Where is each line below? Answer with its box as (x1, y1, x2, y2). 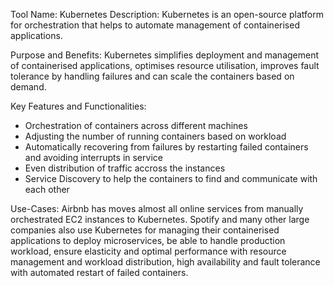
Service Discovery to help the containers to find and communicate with (24, 173, 318, 184)
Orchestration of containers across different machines (24, 120, 248, 131)
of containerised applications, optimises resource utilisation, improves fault (10, 60, 320, 71)
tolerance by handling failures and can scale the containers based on (10, 70, 295, 82)
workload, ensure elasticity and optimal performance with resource (10, 245, 287, 257)
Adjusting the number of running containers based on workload (24, 130, 287, 142)
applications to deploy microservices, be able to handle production (10, 235, 286, 246)
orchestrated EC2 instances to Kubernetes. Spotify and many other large (10, 214, 310, 225)
